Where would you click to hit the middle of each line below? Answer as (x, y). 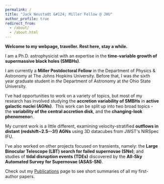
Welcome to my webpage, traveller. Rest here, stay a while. (66, 46)
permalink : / (18, 10)
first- (143, 171)
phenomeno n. (20, 117)
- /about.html (24, 32)
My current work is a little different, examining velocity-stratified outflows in (82, 126)
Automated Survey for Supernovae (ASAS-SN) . (54, 162)
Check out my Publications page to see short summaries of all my (71, 171)
